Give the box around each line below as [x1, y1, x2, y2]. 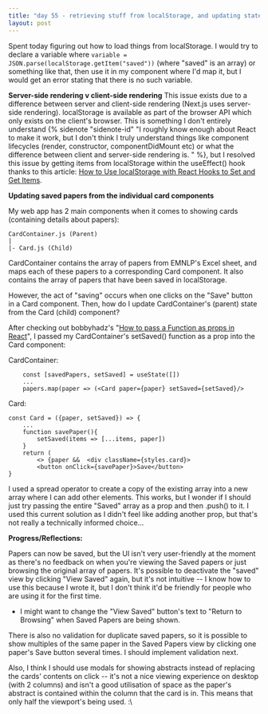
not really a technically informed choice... [8, 518, 144, 527]
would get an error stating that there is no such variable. [8, 75, 193, 85]
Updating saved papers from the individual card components [8, 191, 215, 200]
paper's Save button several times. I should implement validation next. [8, 647, 239, 657]
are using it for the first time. [8, 591, 102, 601]
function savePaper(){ [22, 428, 98, 436]
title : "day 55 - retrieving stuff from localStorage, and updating [8, 11, 241, 20]
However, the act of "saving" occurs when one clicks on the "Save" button [8, 290, 253, 300]
